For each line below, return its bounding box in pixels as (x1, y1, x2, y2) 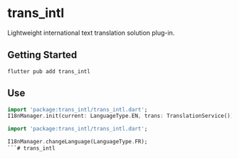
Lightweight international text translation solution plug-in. (7, 28, 175, 37)
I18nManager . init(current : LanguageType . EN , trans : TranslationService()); (7, 112, 237, 120)
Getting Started (7, 49, 78, 61)
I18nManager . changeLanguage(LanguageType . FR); (7, 138, 148, 146)
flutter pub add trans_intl (7, 67, 91, 75)
